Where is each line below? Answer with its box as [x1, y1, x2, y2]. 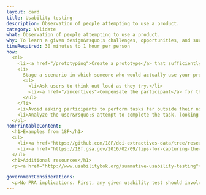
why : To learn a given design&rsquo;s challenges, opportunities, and [6, 37, 191, 44]
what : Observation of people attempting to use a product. [6, 32, 161, 38]
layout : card [6, 9, 40, 15]
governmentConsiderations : [6, 174, 75, 180]
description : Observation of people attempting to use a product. [6, 20, 180, 26]
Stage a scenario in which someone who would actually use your [22, 72, 191, 78]
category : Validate [6, 26, 56, 32]
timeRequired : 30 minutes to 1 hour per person [6, 44, 131, 50]
